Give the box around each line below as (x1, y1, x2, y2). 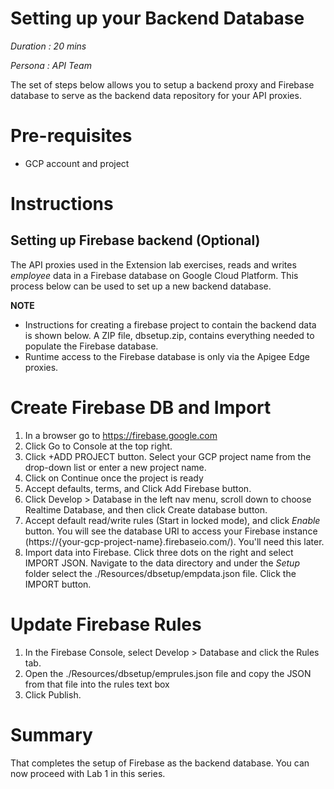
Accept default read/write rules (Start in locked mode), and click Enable (24, 514, 321, 526)
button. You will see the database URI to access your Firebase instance (24, 525, 318, 537)
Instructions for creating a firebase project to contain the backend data (24, 318, 317, 331)
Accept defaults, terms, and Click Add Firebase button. (24, 482, 252, 494)
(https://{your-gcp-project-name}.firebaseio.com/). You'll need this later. (24, 535, 325, 547)
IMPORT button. (24, 578, 92, 590)
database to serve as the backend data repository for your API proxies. (10, 89, 302, 101)
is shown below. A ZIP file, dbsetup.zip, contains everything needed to (24, 329, 315, 341)
